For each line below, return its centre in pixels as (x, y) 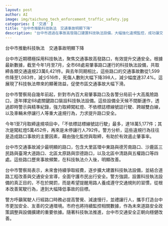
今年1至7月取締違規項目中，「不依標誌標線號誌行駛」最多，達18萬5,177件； (81, 124)
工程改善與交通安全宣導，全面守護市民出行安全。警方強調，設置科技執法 (84, 176)
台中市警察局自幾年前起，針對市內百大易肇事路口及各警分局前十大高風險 (79, 94)
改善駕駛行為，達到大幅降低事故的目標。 (51, 189)
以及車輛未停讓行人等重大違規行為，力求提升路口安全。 (62, 113)
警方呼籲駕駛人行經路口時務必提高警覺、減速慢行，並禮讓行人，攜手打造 (79, 199)
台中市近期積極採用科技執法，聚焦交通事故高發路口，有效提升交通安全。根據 (84, 59)
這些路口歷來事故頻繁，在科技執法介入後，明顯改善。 (68, 159)
